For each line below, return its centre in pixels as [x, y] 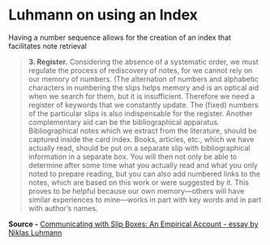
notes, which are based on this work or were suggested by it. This [139, 182]
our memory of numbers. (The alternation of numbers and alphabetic [144, 79]
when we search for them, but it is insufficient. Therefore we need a [141, 96]
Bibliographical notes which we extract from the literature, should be [142, 131]
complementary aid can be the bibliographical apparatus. [124, 122]
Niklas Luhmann [35, 232]
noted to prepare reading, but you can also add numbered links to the [144, 174]
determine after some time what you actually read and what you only [143, 165]
